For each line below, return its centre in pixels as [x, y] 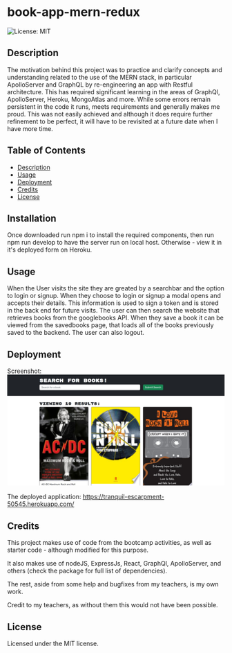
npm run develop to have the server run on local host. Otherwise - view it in [115, 243]
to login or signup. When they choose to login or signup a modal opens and [114, 296]
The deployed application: [44, 497]
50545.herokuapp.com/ [41, 504]
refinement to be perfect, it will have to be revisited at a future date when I [113, 121]
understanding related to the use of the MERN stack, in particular [99, 77]
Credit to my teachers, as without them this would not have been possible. [113, 605]
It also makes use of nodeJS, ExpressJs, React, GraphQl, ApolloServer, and [114, 564]
